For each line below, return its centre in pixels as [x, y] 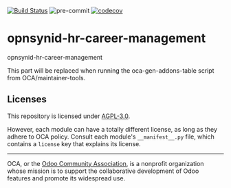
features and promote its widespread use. [66, 178]
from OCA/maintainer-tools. [46, 78]
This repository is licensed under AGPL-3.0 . [69, 116]
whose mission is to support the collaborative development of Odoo [103, 171]
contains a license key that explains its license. [74, 143]
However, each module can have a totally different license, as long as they [112, 129]
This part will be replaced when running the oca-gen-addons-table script [111, 70]
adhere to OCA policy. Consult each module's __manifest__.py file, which [111, 137]
